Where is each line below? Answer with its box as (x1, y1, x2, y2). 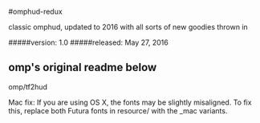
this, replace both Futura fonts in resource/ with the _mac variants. (8, 105, 228, 115)
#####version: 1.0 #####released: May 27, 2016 (8, 38, 169, 47)
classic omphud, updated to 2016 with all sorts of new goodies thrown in (8, 22, 249, 31)
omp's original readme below (8, 61, 157, 74)
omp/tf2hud (8, 81, 48, 91)
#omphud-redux (8, 7, 63, 16)
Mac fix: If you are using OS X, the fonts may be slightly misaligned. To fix (8, 97, 252, 107)
